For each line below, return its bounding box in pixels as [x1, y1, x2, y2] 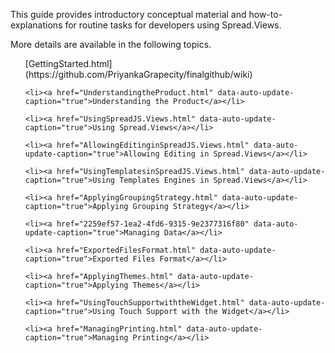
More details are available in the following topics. [10, 39, 212, 50]
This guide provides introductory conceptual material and [10, 9, 247, 20]
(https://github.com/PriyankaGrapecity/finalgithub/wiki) [24, 69, 253, 80]
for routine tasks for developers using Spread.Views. [64, 19, 282, 31]
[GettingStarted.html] [24, 58, 113, 69]
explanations [10, 19, 63, 31]
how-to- [248, 9, 283, 20]
